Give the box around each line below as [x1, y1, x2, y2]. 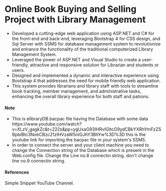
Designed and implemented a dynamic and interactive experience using [11, 72, 159, 78]
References [4, 169, 29, 175]
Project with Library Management [4, 14, 146, 25]
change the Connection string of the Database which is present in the [11, 147, 155, 153]
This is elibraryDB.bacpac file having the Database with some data [11, 116, 149, 122]
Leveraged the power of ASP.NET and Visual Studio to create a [11, 56, 141, 62]
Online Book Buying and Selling [4, 3, 137, 15]
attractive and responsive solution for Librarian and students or [30, 62, 159, 68]
